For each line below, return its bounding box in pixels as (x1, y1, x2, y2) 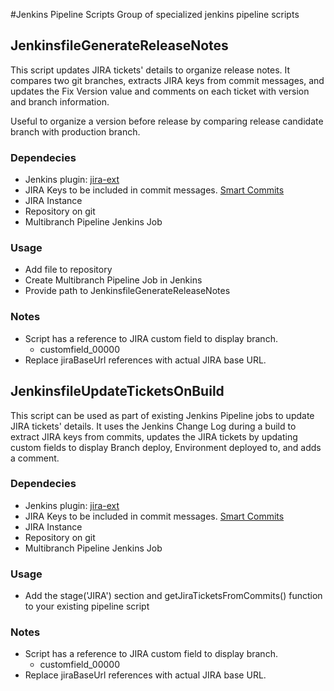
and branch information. (10, 95, 110, 108)
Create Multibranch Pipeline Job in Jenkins (24, 274, 203, 286)
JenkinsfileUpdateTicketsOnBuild (10, 383, 225, 400)
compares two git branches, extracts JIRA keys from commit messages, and (10, 74, 325, 86)
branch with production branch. (10, 125, 141, 138)
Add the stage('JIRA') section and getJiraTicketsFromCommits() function (24, 590, 323, 602)
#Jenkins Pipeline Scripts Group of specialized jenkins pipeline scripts (10, 9, 300, 20)
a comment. (10, 452, 60, 464)
